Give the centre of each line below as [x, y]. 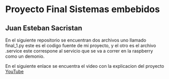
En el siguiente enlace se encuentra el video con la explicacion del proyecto [85, 66]
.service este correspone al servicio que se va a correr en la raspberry [79, 51]
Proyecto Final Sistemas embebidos [83, 9]
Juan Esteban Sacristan [44, 28]
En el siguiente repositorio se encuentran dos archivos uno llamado [76, 40]
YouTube [15, 71]
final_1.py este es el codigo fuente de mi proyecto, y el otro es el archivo [81, 46]
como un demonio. [25, 56]
